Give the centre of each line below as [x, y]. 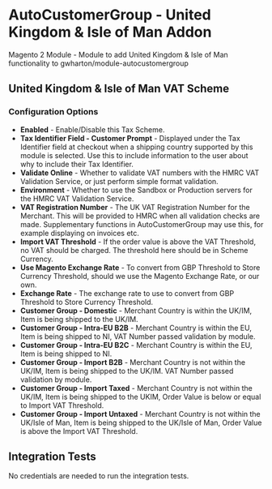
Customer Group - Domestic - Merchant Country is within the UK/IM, [136, 311]
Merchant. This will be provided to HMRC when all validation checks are [140, 216]
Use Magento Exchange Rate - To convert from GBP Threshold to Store [140, 267]
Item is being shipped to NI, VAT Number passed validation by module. [138, 336]
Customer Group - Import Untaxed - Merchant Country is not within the [140, 414]
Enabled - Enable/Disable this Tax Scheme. [92, 129]
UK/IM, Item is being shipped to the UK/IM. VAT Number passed [127, 371]
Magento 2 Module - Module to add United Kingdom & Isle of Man [118, 54]
